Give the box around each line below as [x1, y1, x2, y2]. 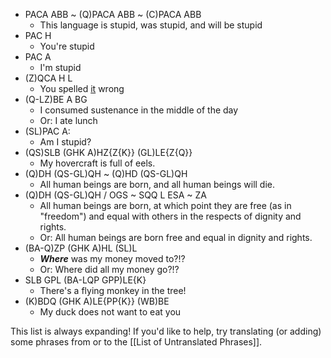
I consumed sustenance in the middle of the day [39, 104, 239, 116]
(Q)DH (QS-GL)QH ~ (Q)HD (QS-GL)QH [24, 168, 188, 179]
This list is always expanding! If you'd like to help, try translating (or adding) [10, 325, 322, 337]
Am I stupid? [39, 136, 92, 148]
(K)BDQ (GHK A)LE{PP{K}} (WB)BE [24, 295, 170, 307]
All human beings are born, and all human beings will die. [39, 179, 276, 190]
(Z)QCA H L [24, 72, 73, 84]
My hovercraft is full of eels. [39, 157, 156, 169]
